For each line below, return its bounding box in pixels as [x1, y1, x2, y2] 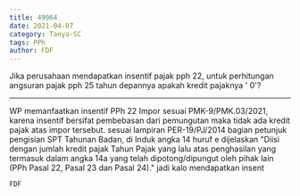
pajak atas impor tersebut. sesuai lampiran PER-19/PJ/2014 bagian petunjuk [9, 125, 287, 135]
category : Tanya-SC [9, 29, 82, 38]
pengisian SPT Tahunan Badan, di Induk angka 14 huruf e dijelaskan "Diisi [9, 135, 279, 145]
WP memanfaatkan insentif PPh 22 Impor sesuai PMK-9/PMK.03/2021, [9, 106, 269, 117]
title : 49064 [9, 12, 58, 22]
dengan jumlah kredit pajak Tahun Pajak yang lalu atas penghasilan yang [9, 143, 277, 154]
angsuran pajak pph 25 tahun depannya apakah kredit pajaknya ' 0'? [9, 80, 262, 91]
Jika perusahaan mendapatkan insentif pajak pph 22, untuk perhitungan [9, 70, 274, 81]
